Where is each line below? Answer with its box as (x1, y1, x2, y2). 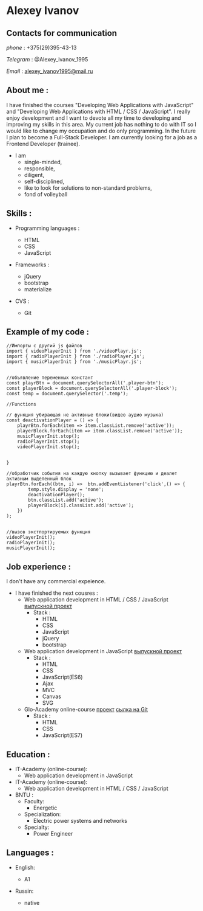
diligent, (24, 171, 44, 178)
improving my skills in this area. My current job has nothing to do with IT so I (6, 120, 197, 128)
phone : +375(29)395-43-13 (6, 44, 77, 51)
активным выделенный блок (6, 476, 72, 482)
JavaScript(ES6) (42, 673, 83, 681)
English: (15, 864, 35, 871)
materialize (24, 285, 52, 293)
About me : (6, 85, 49, 95)
